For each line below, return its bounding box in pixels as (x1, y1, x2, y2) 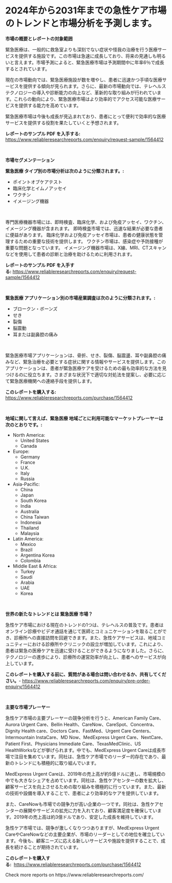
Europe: (12, 448, 30, 454)
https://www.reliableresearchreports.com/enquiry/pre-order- (22, 677, 150, 684)
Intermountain (5, 734, 35, 740)
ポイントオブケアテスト (12, 178, 62, 185)
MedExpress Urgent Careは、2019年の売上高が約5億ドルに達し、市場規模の (5, 770, 166, 777)
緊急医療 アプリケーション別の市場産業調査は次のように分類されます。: (5, 295, 156, 301)
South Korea (20, 497, 47, 504)
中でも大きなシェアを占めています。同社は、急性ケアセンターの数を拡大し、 (5, 777, 166, 783)
